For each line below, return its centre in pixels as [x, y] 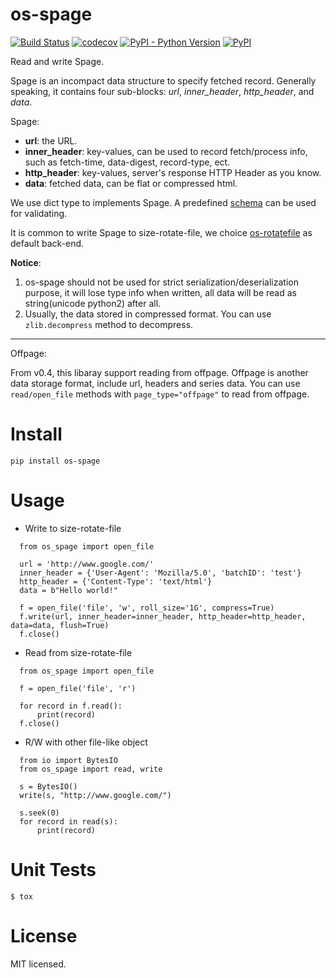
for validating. [39, 213]
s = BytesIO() [48, 786]
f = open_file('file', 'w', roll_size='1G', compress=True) [147, 608]
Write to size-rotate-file [73, 528]
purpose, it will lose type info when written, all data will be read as [160, 292]
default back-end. [47, 243]
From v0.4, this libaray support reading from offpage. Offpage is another [159, 372]
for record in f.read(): [71, 706]
